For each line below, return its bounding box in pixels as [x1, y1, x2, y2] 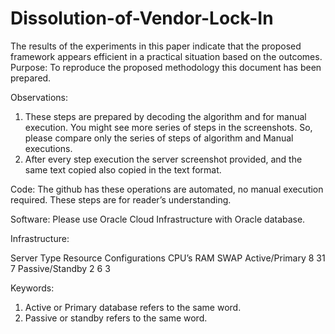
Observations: [10, 91, 69, 103]
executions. [24, 142, 73, 154]
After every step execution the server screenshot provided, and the [24, 153, 303, 165]
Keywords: [10, 282, 55, 294]
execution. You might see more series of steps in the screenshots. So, [24, 121, 313, 133]
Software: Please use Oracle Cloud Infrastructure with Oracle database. [10, 213, 306, 225]
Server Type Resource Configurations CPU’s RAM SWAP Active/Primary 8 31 [10, 252, 326, 264]
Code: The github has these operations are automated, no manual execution [10, 183, 324, 195]
